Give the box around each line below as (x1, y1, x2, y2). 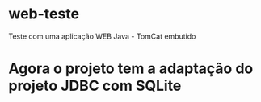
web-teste (8, 5, 79, 23)
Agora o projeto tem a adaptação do (8, 59, 254, 78)
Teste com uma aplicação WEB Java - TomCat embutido (8, 31, 196, 41)
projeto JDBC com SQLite (8, 77, 182, 95)
